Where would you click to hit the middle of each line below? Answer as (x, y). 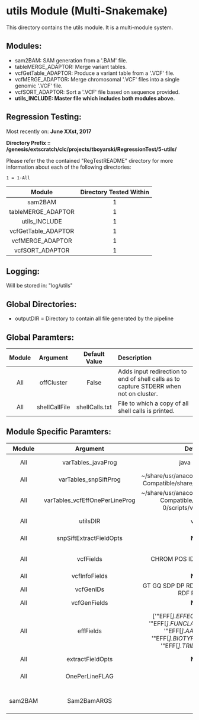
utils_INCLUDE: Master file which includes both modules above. (95, 98)
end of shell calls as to (149, 379)
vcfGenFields (89, 602)
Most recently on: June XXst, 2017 (49, 131)
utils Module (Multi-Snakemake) (87, 11)
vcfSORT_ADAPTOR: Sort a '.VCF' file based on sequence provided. (97, 92)
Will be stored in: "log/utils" (39, 286)
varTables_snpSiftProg (90, 479)
